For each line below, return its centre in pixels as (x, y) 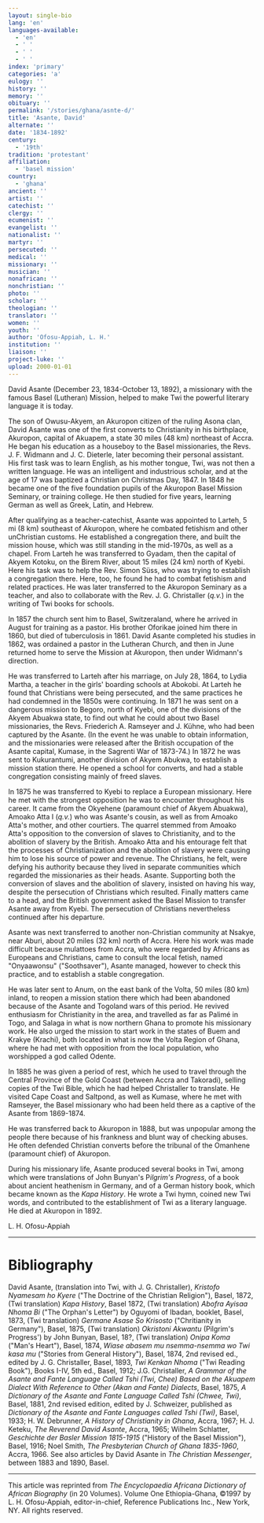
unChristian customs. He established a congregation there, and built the (125, 537)
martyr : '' (26, 242)
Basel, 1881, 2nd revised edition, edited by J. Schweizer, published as (120, 1404)
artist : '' (26, 198)
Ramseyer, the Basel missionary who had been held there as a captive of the (132, 1105)
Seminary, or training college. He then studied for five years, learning (120, 496)
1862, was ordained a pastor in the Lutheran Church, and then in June (121, 644)
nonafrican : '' (33, 279)
